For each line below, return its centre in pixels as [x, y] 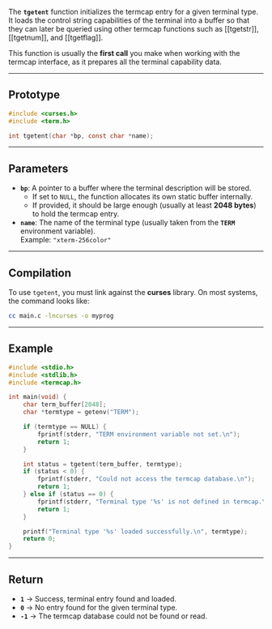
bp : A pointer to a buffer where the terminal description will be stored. [136, 188]
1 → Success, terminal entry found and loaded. [98, 598]
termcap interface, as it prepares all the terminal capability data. [115, 62]
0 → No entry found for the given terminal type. [99, 607]
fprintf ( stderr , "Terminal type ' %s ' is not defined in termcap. [150, 502]
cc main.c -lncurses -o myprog [61, 316]
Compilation [40, 273]
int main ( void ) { [38, 397]
